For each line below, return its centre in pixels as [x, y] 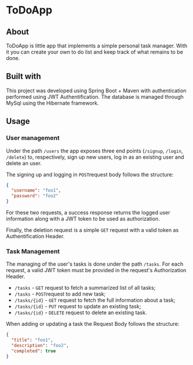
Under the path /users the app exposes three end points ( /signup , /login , [94, 151]
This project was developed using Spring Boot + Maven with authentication [96, 91]
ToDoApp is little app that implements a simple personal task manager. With [97, 46]
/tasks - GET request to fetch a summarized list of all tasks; [85, 288]
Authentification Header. [36, 236]
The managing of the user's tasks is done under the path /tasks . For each [95, 264]
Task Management [33, 251]
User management [33, 138]
